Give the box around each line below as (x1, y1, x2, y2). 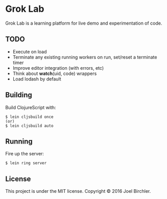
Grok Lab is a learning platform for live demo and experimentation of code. (5, 20, 162, 26)
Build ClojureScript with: (5, 104, 56, 110)
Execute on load (12, 48, 47, 54)
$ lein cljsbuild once (5, 114, 54, 120)
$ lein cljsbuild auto (5, 123, 54, 128)
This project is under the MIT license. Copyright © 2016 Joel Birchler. (5, 188, 151, 194)
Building (5, 91, 32, 99)
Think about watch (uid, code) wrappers (12, 70, 97, 76)
